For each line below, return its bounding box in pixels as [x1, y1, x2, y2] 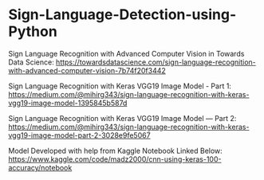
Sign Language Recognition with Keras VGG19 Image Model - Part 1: [8, 81, 231, 91]
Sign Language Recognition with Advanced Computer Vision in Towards [8, 49, 245, 58]
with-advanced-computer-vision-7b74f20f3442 [8, 65, 166, 75]
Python [8, 22, 57, 41]
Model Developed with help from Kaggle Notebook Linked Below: [8, 146, 223, 155]
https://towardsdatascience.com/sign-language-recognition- [55, 57, 257, 67]
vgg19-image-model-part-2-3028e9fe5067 [8, 130, 151, 140]
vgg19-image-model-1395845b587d [8, 98, 128, 108]
